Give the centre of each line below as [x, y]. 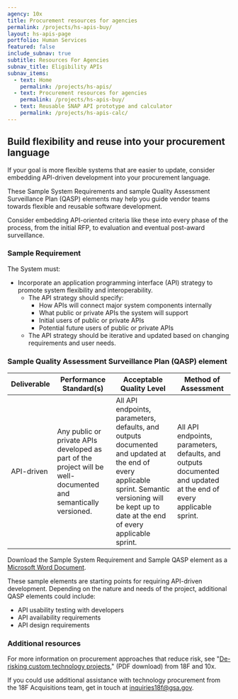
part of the [74, 458]
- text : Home [33, 80]
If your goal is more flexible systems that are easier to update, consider [111, 170]
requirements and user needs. [72, 343]
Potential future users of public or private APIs [106, 328]
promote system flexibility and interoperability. [85, 290]
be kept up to [138, 507]
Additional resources [44, 644]
